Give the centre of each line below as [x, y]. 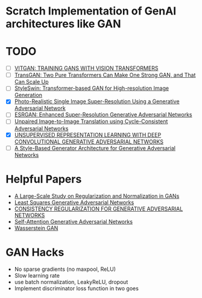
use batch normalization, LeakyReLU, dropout [71, 282]
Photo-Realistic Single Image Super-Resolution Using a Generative [97, 101]
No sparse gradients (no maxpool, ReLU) [65, 269]
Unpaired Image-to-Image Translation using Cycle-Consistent [91, 121]
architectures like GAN [63, 24]
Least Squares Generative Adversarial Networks [74, 202]
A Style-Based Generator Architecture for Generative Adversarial [95, 148]
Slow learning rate [37, 275]
